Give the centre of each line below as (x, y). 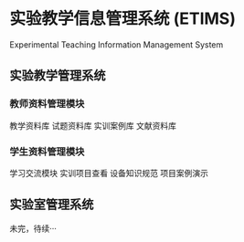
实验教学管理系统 (58, 75)
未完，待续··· (33, 228)
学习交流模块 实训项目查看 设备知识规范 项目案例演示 (109, 173)
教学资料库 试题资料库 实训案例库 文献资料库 (93, 125)
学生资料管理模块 (47, 152)
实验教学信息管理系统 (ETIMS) (122, 19)
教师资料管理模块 (47, 104)
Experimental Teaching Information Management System (117, 44)
